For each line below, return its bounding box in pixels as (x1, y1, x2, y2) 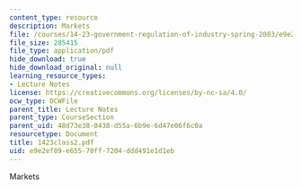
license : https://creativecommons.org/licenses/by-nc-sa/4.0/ (9, 88, 247, 97)
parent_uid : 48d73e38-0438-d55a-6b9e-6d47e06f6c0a (9, 122, 203, 131)
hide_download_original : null (9, 64, 123, 73)
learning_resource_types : (9, 72, 106, 81)
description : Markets (9, 21, 91, 30)
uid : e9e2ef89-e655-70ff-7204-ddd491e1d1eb (9, 146, 175, 155)
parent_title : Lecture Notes (9, 105, 119, 114)
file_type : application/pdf (9, 47, 115, 56)
